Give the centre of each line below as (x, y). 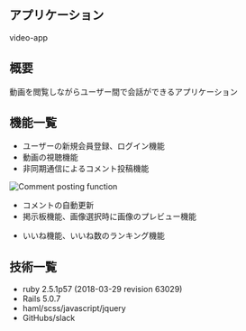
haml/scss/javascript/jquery (74, 308)
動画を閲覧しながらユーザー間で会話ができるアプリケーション (124, 91)
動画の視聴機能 (50, 157)
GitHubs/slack (49, 318)
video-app (28, 37)
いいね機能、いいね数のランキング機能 (93, 235)
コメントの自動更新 (58, 206)
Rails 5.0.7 (41, 299)
